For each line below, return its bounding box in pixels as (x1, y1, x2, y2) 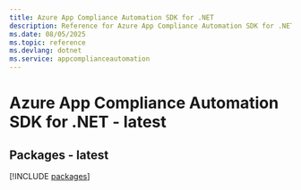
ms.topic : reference (9, 37, 87, 47)
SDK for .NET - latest (9, 112, 168, 132)
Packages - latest (9, 147, 109, 162)
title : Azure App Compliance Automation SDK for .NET (9, 12, 215, 22)
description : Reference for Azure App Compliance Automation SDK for (9, 21, 275, 30)
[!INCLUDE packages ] (9, 171, 90, 181)
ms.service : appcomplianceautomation (9, 54, 150, 63)
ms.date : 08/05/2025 (9, 29, 87, 38)
